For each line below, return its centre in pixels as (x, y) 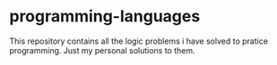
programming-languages (105, 16)
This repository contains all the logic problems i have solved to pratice (139, 41)
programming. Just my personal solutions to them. (102, 50)
